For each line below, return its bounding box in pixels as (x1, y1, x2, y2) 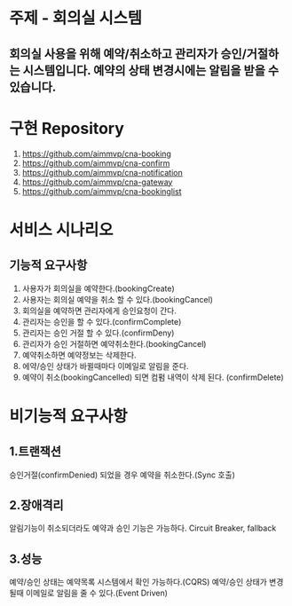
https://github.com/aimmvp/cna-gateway (21, 177, 173, 187)
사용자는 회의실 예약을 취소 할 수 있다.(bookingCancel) (21, 294, 213, 304)
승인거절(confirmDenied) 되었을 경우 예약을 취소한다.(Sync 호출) (9, 469, 235, 480)
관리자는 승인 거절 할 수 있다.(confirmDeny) (21, 327, 175, 338)
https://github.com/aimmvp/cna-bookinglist (21, 185, 182, 196)
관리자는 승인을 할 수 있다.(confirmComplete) (21, 316, 182, 327)
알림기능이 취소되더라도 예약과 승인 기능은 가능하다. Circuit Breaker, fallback (9, 523, 277, 533)
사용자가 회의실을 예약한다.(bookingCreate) (21, 283, 175, 294)
